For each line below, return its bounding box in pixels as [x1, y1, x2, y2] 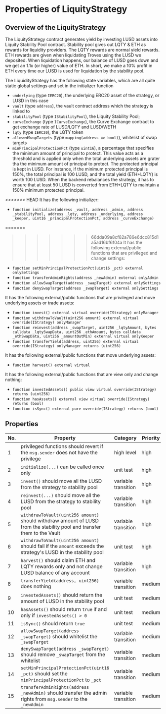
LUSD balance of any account [20, 569, 90, 576]
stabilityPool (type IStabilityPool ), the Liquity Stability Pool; [12, 113, 140, 119]
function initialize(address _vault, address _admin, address [12, 207, 143, 212]
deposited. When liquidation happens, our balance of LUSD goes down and [5, 57, 159, 63]
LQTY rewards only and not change [20, 563, 103, 570]
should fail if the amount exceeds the [20, 543, 104, 549]
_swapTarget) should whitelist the [20, 633, 98, 640]
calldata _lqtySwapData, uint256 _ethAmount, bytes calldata [12, 330, 141, 334]
